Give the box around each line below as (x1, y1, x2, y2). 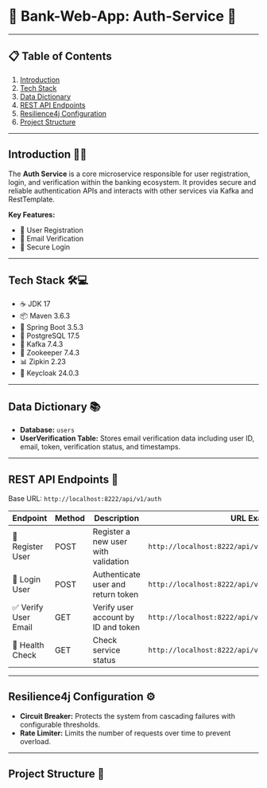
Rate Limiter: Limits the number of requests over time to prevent (19, 728, 231, 738)
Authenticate (92, 569, 141, 580)
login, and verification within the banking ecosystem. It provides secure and (8, 177, 257, 186)
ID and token (92, 621, 141, 633)
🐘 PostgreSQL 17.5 (19, 331, 80, 341)
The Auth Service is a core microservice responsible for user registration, (8, 169, 250, 178)
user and (92, 579, 126, 590)
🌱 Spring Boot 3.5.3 (19, 323, 83, 332)
